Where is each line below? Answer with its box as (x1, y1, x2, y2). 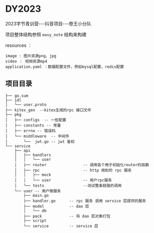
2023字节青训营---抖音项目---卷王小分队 (5, 20, 92, 27)
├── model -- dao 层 (23, 203, 89, 209)
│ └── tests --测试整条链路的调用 (14, 183, 122, 188)
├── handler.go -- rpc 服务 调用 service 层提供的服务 (23, 198, 146, 203)
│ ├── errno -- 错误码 (5, 128, 56, 133)
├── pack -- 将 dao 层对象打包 (23, 214, 111, 219)
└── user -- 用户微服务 (14, 188, 61, 194)
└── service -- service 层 (23, 223, 98, 228)
